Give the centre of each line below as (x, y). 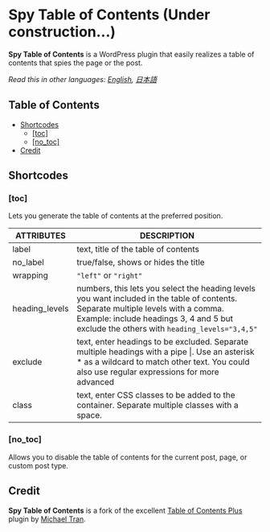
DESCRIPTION (167, 236)
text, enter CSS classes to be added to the (155, 395)
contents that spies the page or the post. (76, 63)
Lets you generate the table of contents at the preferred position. (116, 216)
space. (89, 415)
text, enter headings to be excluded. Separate (162, 342)
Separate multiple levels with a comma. (150, 309)
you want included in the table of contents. (157, 299)
